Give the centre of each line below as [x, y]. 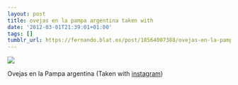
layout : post [27, 14]
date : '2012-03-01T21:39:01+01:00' [60, 27]
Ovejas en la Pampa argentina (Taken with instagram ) [85, 74]
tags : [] [20, 34]
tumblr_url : [25, 40]
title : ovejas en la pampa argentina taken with [80, 21]
